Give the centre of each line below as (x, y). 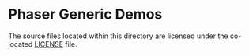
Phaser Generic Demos (85, 14)
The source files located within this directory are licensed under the (118, 36)
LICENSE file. (56, 44)
